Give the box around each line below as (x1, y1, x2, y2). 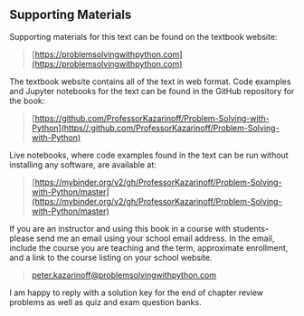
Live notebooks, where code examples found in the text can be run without (9, 149, 289, 160)
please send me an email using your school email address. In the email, (9, 233, 275, 244)
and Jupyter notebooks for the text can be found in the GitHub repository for (9, 85, 295, 96)
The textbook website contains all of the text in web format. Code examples (9, 76, 291, 87)
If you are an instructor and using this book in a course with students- (9, 223, 270, 234)
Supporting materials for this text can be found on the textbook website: (9, 31, 278, 42)
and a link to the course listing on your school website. (9, 252, 213, 263)
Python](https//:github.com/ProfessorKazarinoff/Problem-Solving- (31, 122, 280, 133)
